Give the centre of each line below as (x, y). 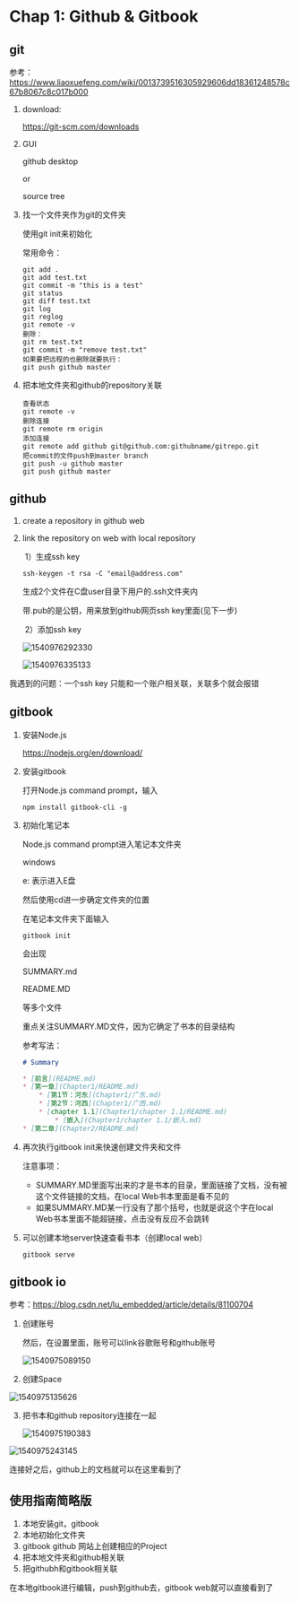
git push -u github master (73, 464)
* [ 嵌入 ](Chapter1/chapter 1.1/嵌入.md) (128, 1120)
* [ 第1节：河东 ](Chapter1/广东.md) (100, 1095)
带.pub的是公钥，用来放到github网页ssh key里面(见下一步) (130, 610)
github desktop (50, 161)
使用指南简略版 (51, 1500)
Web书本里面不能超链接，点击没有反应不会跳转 (123, 1218)
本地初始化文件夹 (54, 1535)
